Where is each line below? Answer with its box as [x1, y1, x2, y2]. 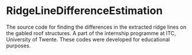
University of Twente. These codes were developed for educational [6, 36, 170, 43]
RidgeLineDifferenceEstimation [6, 4, 163, 18]
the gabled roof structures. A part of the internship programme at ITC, [6, 29, 176, 36]
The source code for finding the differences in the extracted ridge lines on [6, 23, 187, 30]
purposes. [6, 42, 31, 49]
